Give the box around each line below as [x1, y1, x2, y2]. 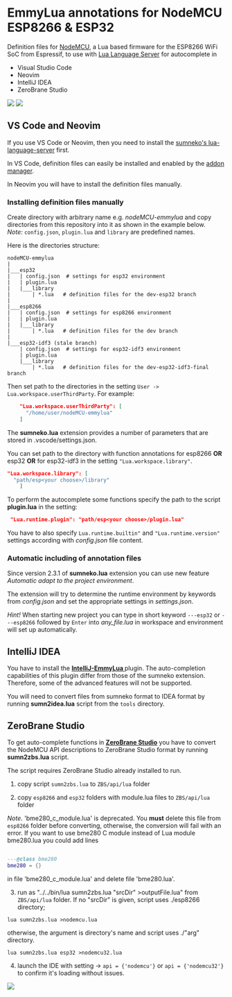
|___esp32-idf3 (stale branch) [7, 340, 98, 347]
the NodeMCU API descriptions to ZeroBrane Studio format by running [7, 746, 208, 754]
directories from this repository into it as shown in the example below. [7, 221, 206, 229]
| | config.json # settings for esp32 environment [7, 273, 166, 280]
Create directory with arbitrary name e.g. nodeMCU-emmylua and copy [7, 213, 212, 221]
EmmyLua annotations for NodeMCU [7, 5, 223, 21]
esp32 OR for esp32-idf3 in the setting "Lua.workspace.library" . [7, 457, 193, 465]
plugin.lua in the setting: [7, 503, 78, 511]
